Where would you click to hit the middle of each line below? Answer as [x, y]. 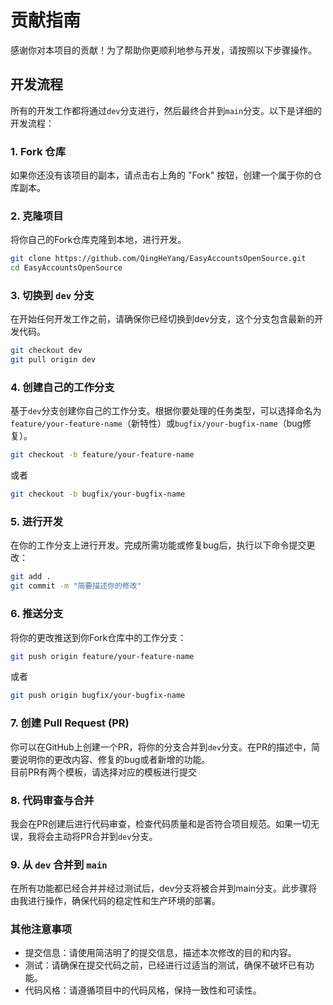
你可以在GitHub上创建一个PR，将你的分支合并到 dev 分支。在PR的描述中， [161, 747]
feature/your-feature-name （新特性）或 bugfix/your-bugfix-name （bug [156, 423]
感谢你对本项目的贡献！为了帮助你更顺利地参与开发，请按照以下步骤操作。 [163, 50]
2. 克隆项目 [37, 216]
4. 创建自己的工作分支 [62, 388]
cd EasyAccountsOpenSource [66, 268]
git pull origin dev [53, 360]
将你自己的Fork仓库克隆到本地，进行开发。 [98, 240]
